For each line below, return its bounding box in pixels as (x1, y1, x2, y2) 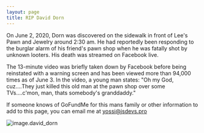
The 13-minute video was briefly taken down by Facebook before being (6, 63, 187, 70)
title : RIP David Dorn (6, 15, 64, 21)
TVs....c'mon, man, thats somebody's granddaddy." (6, 89, 136, 96)
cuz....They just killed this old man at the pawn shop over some (6, 82, 165, 89)
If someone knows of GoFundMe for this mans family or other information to (6, 101, 198, 108)
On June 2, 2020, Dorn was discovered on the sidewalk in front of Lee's (6, 31, 188, 39)
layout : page (6, 9, 40, 15)
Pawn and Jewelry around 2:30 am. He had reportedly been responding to (6, 38, 194, 45)
